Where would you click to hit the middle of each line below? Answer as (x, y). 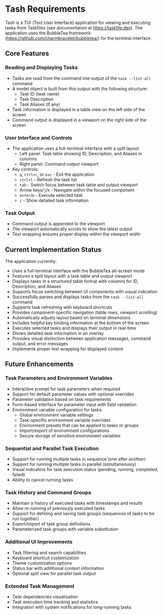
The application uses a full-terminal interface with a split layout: (76, 148)
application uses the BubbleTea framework (48, 33)
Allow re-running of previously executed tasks (58, 508)
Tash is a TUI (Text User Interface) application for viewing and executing (78, 23)
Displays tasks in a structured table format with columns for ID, (75, 281)
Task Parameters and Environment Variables (59, 378)
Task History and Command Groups (48, 492)
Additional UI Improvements (39, 542)
